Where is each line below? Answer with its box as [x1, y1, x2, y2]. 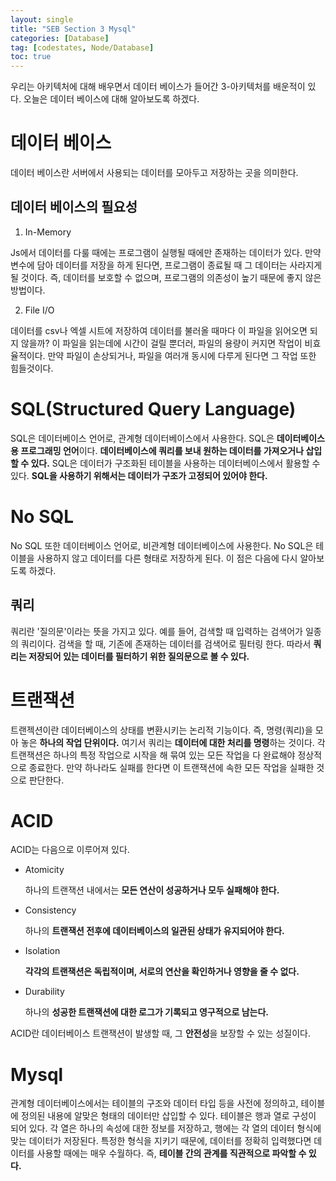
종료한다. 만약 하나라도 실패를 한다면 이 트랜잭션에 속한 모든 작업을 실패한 [28, 761, 315, 773]
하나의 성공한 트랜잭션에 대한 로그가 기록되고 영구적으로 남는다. [24, 1006, 269, 1018]
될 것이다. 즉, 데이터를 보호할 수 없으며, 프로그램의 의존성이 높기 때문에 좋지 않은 [10, 271, 322, 283]
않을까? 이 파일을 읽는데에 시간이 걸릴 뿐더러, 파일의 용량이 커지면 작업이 [20, 337, 303, 349]
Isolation [24, 945, 61, 957]
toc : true [10, 52, 52, 62]
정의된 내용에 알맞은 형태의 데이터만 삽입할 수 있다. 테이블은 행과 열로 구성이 [20, 1110, 317, 1122]
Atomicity [24, 864, 65, 876]
